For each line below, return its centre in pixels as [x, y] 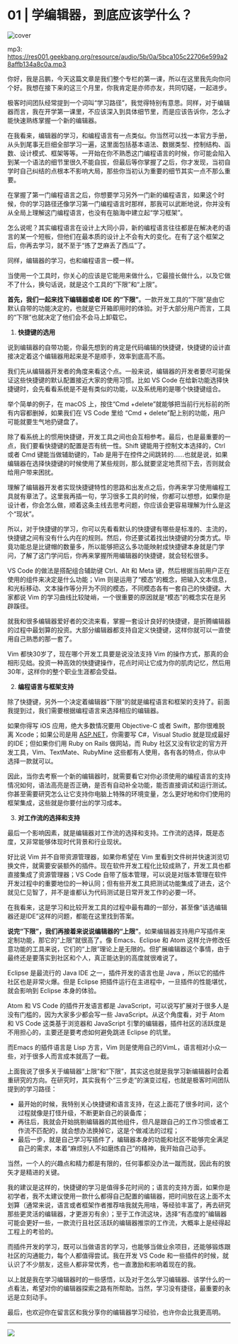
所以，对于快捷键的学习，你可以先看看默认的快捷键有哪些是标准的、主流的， [119, 529]
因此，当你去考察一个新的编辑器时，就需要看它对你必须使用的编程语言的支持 [119, 776]
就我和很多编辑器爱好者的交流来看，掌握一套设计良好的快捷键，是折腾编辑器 [119, 621]
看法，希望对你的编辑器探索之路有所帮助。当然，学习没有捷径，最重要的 [119, 1288]
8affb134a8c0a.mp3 [37, 64]
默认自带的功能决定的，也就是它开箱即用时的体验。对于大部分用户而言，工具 [119, 308]
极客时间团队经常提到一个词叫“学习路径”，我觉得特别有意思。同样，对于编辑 [119, 102]
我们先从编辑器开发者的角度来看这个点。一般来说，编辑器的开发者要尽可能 [116, 371]
